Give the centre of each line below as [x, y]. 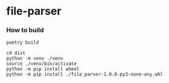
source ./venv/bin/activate [42, 64]
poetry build [23, 43]
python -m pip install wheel [43, 69]
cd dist [16, 53]
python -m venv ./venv [35, 59]
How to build [25, 30]
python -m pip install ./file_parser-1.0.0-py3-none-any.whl [85, 75]
